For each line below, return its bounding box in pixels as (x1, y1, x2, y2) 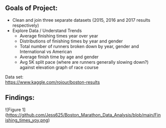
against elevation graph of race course (19, 64, 99, 70)
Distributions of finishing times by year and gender (19, 38, 123, 44)
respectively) (12, 22, 40, 28)
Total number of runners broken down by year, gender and (19, 43, 139, 49)
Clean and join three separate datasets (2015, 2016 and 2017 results (12, 17, 151, 23)
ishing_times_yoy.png (5, 117, 48, 123)
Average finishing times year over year (19, 33, 98, 39)
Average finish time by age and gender (19, 54, 99, 60)
